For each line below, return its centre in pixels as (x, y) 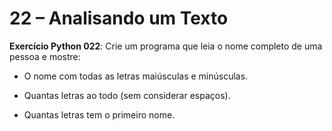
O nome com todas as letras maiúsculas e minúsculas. (136, 76)
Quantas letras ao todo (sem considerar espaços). (127, 95)
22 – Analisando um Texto (119, 18)
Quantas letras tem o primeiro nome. (99, 114)
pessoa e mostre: (45, 56)
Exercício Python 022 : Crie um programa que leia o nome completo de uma (166, 46)
